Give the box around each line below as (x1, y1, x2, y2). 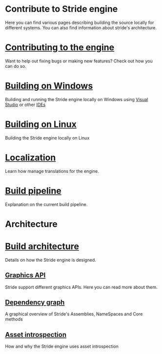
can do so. (5, 63, 26, 69)
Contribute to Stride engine (5, 3, 118, 15)
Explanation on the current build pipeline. (5, 201, 88, 207)
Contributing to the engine (5, 42, 115, 53)
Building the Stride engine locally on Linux (5, 135, 90, 141)
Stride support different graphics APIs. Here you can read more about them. (5, 284, 158, 290)
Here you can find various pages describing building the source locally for (5, 20, 154, 25)
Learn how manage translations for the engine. (5, 168, 99, 174)
